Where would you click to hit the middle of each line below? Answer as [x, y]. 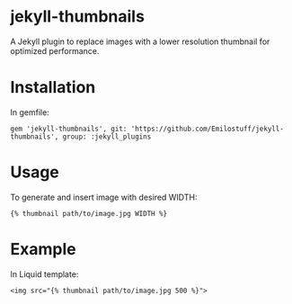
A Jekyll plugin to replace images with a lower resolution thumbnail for [140, 41]
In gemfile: [30, 112]
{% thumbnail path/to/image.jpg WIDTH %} [89, 213]
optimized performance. [55, 50]
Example [43, 249]
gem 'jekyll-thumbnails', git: [69, 129]
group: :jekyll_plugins [107, 137]
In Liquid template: [44, 274]
